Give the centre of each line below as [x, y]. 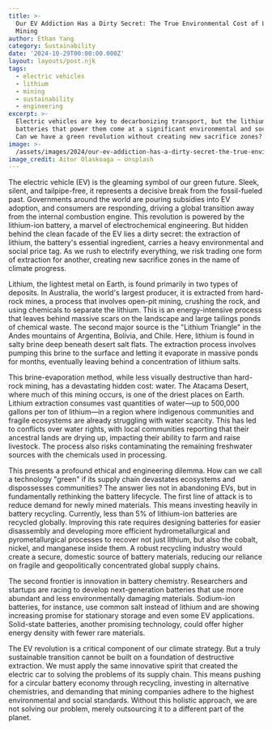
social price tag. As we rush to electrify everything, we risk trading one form [135, 251]
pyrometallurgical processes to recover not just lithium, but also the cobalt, [133, 539]
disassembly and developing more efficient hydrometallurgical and [119, 531]
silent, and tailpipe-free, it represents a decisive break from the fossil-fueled [136, 191]
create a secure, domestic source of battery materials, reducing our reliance [136, 557]
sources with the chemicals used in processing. [88, 455]
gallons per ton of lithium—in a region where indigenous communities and [132, 412]
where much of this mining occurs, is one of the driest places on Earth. [127, 395]
